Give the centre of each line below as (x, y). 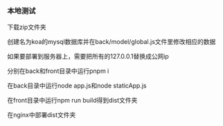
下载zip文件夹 (27, 27)
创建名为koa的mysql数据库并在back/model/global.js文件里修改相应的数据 (111, 42)
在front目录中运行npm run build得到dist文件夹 (72, 101)
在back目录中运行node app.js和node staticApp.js (77, 86)
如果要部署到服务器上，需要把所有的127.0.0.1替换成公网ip (88, 56)
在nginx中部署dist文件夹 (42, 115)
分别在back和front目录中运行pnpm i (58, 71)
